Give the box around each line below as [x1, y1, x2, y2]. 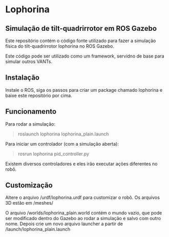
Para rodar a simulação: [5, 121, 55, 127]
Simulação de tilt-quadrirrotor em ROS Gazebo [5, 24, 157, 33]
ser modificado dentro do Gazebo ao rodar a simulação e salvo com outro [5, 215, 161, 222]
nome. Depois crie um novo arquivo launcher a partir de [5, 221, 123, 227]
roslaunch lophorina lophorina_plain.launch [17, 131, 109, 137]
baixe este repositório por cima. [5, 92, 73, 98]
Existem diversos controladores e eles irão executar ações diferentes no [5, 161, 158, 167]
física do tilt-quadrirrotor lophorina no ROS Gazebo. [5, 43, 114, 49]
